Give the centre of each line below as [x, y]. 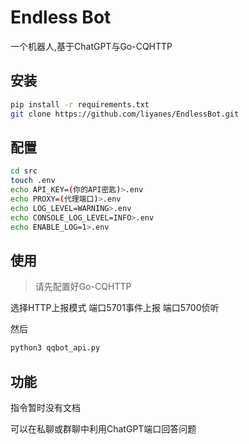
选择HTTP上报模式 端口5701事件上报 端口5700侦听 [115, 308]
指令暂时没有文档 [45, 407]
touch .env [33, 181]
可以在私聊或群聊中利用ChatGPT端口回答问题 [103, 428]
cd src [24, 171]
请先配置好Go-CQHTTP [83, 287]
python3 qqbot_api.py [55, 348]
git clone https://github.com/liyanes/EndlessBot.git [125, 114]
